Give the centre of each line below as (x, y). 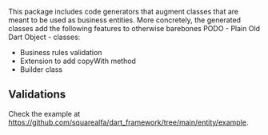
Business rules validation (61, 52)
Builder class (41, 69)
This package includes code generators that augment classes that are (124, 12)
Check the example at (44, 113)
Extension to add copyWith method (78, 61)
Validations (37, 95)
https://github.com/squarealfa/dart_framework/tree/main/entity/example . (128, 122)
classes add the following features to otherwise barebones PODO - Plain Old (134, 28)
